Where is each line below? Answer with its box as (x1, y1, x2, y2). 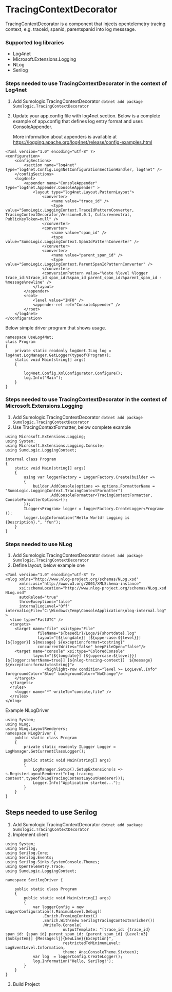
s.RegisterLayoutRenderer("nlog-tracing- (5, 771, 95, 777)
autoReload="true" (18, 595, 59, 600)
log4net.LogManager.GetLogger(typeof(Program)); (5, 353, 111, 358)
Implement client (12, 831, 48, 838)
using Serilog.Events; (5, 855, 54, 860)
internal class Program (5, 457, 56, 462)
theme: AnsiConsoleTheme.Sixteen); (62, 949, 139, 954)
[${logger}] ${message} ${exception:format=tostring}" (5, 640, 125, 645)
